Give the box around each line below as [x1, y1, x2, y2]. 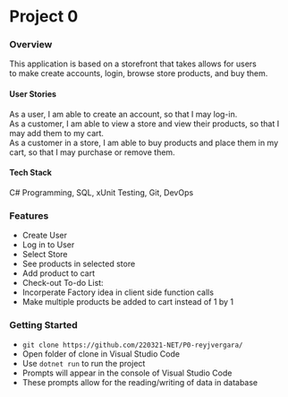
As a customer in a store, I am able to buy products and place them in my [9, 137, 279, 148]
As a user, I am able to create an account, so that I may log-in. [9, 108, 238, 119]
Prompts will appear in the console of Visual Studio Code [21, 367, 233, 378]
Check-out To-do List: [21, 278, 105, 289]
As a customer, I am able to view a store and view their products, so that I [9, 118, 280, 129]
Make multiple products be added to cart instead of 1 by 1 [21, 297, 234, 307]
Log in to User [21, 239, 75, 250]
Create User [21, 230, 68, 241]
